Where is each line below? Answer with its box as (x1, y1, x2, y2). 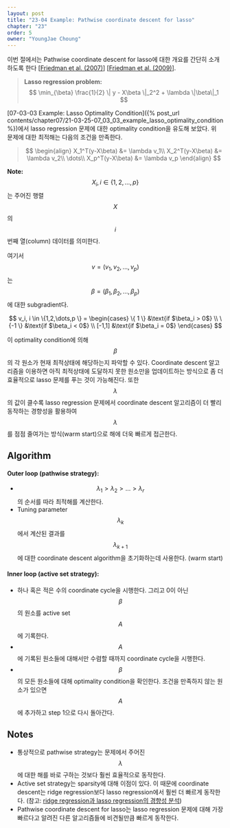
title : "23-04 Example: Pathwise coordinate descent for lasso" (7, 16, 195, 23)
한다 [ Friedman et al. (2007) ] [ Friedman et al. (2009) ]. (25, 64, 176, 72)
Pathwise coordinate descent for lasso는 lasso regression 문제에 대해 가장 (16, 805, 224, 813)
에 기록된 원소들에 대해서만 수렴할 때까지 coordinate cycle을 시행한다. (16, 654, 205, 662)
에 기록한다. (16, 631, 49, 640)
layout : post (7, 10, 45, 17)
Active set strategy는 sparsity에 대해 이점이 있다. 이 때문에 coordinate (16, 779, 209, 787)
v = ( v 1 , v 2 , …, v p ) (91, 262, 139, 272)
